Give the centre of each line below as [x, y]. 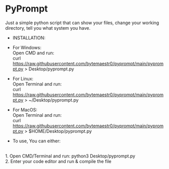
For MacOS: [25, 110]
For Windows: [27, 47]
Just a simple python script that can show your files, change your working [82, 23]
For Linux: [23, 78]
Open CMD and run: [33, 53]
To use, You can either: [36, 141]
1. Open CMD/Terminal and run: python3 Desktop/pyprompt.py [70, 156]
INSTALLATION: [29, 38]
